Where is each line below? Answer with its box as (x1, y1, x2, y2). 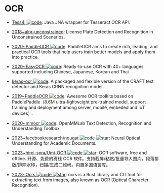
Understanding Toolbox (11, 125, 60, 131)
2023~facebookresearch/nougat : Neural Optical (11, 135, 140, 141)
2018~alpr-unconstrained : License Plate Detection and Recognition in (11, 29, 154, 34)
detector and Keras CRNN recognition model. (11, 83, 104, 89)
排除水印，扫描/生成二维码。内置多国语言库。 (17, 161, 111, 167)
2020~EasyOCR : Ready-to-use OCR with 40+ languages (11, 64, 144, 69)
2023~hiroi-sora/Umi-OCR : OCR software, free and (11, 150, 147, 156)
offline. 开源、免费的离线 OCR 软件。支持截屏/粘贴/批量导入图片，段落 (11, 156, 155, 161)
